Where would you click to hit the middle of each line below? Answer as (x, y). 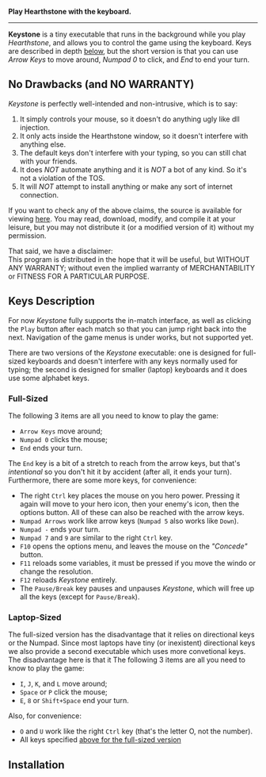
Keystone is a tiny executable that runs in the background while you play (127, 34)
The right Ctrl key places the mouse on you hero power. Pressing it (129, 495)
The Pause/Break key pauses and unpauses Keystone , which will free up (137, 588)
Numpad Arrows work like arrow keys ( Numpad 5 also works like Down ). (129, 521)
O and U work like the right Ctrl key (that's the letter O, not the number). (136, 731)
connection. (39, 194)
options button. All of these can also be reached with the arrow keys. (132, 512)
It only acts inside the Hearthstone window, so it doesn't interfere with (134, 136)
